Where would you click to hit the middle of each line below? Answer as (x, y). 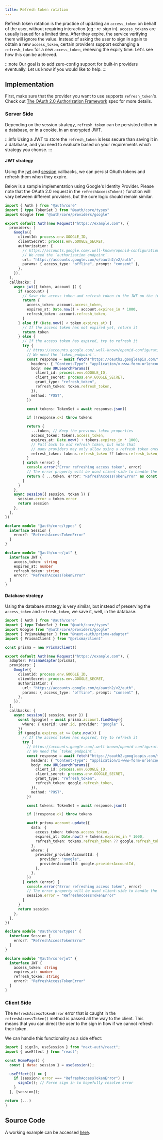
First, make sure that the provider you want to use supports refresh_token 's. (81, 96)
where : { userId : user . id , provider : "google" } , (73, 724)
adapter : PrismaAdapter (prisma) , (43, 661)
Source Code (25, 1121)
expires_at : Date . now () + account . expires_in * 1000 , (82, 309)
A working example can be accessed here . (48, 1132)
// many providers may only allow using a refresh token (90, 449)
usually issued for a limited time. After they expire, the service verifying (76, 34)
